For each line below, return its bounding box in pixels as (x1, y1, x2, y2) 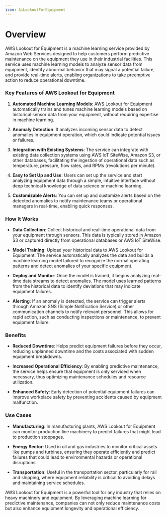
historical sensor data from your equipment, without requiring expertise (12, 111, 159, 117)
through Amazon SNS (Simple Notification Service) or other (12, 304, 134, 310)
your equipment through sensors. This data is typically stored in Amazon (12, 232, 162, 238)
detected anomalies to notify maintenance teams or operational (12, 197, 143, 203)
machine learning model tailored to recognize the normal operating (12, 258, 150, 264)
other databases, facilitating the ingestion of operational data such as (12, 157, 155, 163)
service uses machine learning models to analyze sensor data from (5, 61, 143, 67)
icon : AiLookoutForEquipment (5, 7, 66, 12)
